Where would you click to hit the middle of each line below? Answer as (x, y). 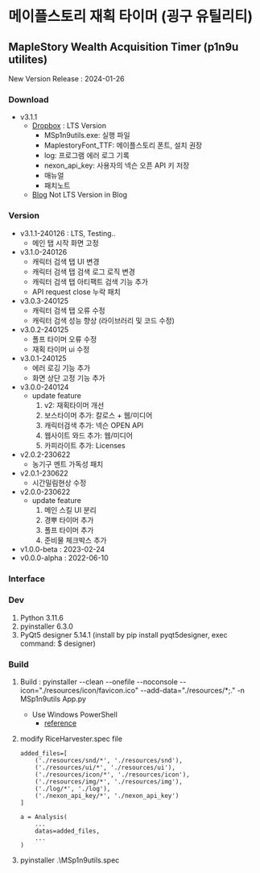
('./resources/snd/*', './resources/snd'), (109, 761)
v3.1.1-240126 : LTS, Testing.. (68, 233)
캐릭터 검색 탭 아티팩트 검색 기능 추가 (90, 281)
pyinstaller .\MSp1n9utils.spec (70, 860)
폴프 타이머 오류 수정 (64, 339)
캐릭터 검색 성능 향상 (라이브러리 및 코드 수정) (103, 320)
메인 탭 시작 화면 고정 (65, 243)
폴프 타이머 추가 (69, 530)
